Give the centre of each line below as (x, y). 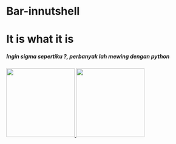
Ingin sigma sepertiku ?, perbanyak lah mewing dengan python (88, 56)
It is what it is (40, 39)
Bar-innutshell (43, 11)
